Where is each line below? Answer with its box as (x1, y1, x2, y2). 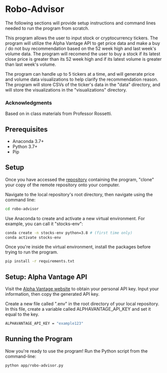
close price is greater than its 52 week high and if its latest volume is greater (5, 56, 162, 62)
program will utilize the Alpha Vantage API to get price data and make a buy (5, 40, 161, 46)
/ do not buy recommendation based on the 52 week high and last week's (5, 45, 157, 51)
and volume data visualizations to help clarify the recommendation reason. (5, 76, 159, 82)
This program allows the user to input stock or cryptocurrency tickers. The (5, 35, 158, 41)
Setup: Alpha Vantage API (5, 272, 87, 281)
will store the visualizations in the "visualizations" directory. (5, 87, 127, 93)
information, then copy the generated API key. (5, 291, 100, 297)
